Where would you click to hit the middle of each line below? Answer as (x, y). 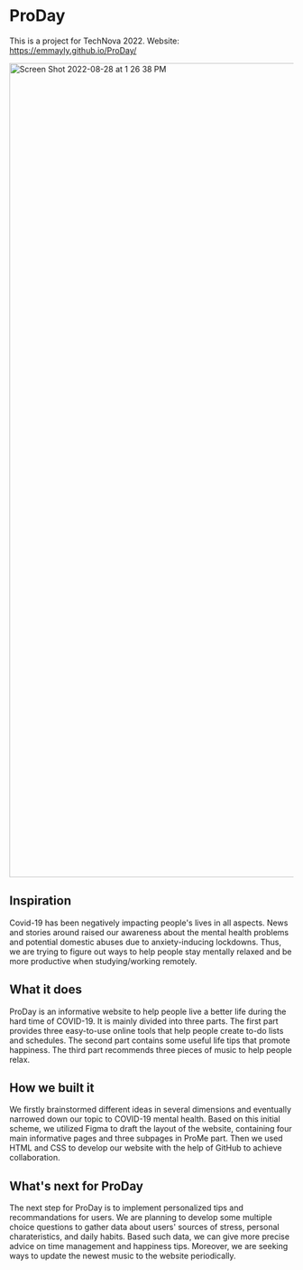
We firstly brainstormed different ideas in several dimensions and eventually (150, 1110)
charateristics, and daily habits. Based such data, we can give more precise (150, 1237)
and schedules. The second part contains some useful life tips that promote (150, 1040)
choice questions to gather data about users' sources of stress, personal (144, 1227)
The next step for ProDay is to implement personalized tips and (126, 1208)
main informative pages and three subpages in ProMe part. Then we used (146, 1138)
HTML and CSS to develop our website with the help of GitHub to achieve (146, 1148)
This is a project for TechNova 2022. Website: (95, 41)
